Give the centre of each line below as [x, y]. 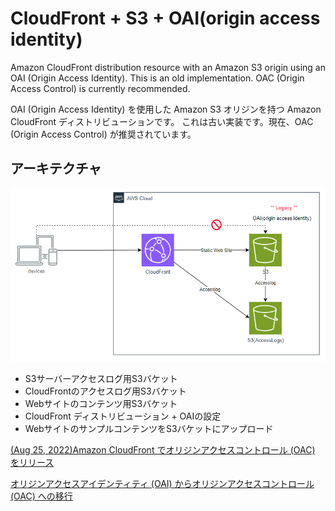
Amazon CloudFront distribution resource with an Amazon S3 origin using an [168, 67]
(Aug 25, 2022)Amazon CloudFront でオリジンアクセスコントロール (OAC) [163, 449]
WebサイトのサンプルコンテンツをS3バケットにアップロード [149, 428]
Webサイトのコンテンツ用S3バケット [101, 403]
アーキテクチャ [56, 168]
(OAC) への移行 [41, 496]
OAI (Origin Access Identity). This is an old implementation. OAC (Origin [157, 78]
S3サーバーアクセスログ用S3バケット [101, 378]
